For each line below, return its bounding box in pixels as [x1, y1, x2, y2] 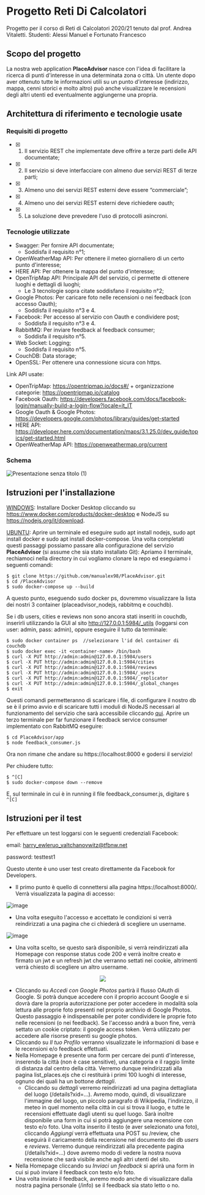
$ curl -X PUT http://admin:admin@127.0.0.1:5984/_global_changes [6, 680, 179, 686]
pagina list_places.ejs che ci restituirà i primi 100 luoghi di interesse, [15, 1071, 187, 1078]
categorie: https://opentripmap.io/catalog [15, 388, 120, 396]
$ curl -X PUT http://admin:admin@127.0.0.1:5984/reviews [6, 664, 157, 670]
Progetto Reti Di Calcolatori [6, 4, 147, 18]
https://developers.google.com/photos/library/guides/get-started [15, 415, 180, 422]
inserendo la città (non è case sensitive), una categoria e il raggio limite [15, 1058, 195, 1065]
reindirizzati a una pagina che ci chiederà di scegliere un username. [15, 920, 187, 927]
